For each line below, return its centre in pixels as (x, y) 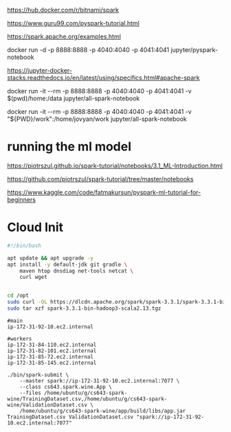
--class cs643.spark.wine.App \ (66, 387)
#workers (20, 339)
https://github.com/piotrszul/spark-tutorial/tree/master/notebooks (100, 179)
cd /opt (18, 296)
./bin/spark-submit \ (38, 375)
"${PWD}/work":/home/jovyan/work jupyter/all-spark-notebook (97, 119)
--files (30, 393)
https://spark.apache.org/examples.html (64, 36)
